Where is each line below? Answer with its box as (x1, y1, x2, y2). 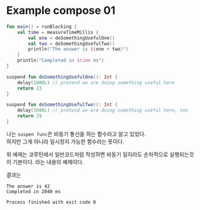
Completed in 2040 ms (6, 188, 61, 194)
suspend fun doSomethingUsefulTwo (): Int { (6, 102, 118, 108)
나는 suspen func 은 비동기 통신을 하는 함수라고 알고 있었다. (6, 130, 146, 137)
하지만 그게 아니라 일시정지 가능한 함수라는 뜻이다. (6, 137, 125, 145)
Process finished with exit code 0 (6, 199, 96, 205)
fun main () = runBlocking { (6, 24, 78, 30)
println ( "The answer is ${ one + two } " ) (28, 46, 129, 52)
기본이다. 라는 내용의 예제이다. (12, 158, 84, 165)
